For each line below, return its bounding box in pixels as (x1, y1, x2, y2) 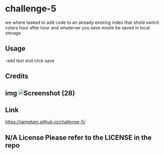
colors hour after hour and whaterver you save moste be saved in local (5, 24, 150, 30)
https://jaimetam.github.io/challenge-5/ (5, 119, 85, 125)
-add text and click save (5, 58, 55, 64)
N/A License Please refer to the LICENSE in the (5, 133, 152, 142)
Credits (5, 72, 29, 80)
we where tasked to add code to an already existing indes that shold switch (5, 19, 160, 25)
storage (5, 30, 21, 36)
